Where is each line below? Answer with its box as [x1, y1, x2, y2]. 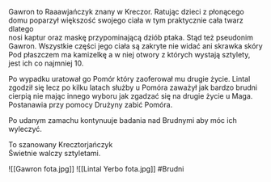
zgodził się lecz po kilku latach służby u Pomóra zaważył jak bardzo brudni [8, 83, 257, 92]
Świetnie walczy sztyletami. [8, 149, 101, 158]
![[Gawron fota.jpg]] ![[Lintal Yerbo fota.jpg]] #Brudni [8, 164, 184, 173]
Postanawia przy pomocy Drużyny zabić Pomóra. [8, 100, 173, 109]
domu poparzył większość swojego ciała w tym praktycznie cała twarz [8, 15, 244, 25]
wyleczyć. [8, 125, 43, 133]
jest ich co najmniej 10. [8, 58, 84, 68]
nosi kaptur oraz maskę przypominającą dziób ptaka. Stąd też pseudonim [8, 32, 253, 42]
